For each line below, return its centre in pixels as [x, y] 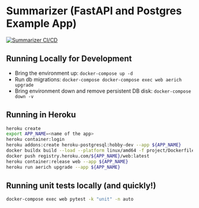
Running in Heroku [41, 115]
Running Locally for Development [69, 59]
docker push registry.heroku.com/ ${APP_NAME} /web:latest [78, 156]
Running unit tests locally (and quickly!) [81, 185]
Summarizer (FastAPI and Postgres [94, 11]
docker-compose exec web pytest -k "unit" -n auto [70, 199]
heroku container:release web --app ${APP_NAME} [67, 162]
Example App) [41, 23]
